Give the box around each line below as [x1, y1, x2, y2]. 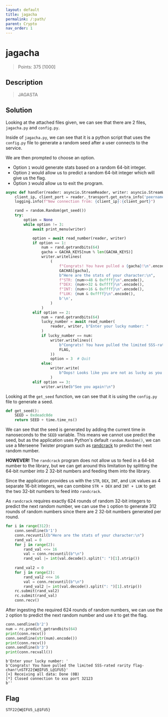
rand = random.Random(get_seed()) [14, 208, 86, 213]
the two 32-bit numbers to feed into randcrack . [5, 488, 102, 494]
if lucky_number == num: [41, 333, 93, 339]
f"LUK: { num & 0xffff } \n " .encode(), [59, 292, 136, 297]
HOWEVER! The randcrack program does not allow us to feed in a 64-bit [5, 457, 155, 463]
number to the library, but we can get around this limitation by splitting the [5, 463, 158, 469]
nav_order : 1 [5, 26, 33, 31]
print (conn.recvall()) [5, 650, 53, 655]
